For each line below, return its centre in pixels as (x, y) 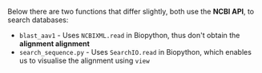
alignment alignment (54, 44)
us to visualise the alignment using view (84, 60)
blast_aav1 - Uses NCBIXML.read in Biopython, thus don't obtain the (129, 35)
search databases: (38, 20)
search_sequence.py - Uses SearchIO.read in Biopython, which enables (135, 52)
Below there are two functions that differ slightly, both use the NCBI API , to (131, 12)
